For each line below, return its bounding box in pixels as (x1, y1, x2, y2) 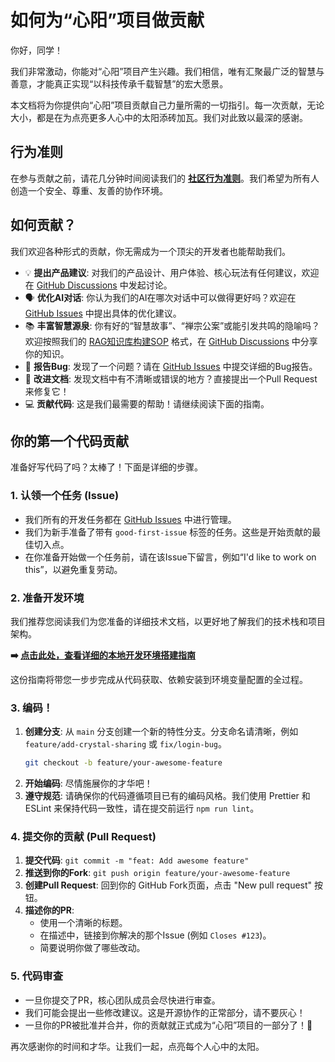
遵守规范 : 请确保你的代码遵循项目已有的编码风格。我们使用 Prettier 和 (24, 790, 311, 802)
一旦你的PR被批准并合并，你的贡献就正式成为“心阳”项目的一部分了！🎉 (24, 1019, 313, 1031)
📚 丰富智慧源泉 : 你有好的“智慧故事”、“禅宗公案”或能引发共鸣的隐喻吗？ (24, 319, 321, 331)
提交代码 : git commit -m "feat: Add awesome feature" (24, 854, 250, 866)
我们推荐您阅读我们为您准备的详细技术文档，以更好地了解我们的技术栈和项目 (10, 615, 326, 627)
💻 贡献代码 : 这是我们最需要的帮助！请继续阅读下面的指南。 (24, 397, 270, 410)
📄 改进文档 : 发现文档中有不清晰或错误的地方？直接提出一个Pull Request (24, 372, 318, 385)
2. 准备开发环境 (10, 591, 85, 605)
